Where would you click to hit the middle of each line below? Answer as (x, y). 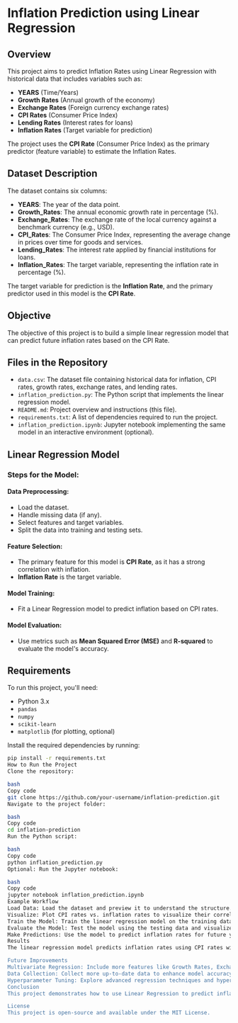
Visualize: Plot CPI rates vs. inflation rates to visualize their (109, 915)
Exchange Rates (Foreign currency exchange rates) (93, 107)
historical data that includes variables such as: (75, 79)
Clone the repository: (41, 772)
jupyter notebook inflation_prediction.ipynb (75, 895)
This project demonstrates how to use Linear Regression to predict (110, 993)
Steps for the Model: (43, 475)
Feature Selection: (35, 546)
